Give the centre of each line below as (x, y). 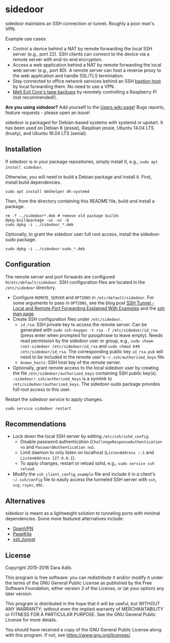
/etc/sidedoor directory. (31, 287)
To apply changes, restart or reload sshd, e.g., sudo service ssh (87, 463)
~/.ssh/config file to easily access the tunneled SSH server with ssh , (84, 480)
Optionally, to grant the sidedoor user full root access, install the (72, 234)
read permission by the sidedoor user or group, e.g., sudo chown (87, 341)
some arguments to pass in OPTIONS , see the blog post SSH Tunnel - (83, 303)
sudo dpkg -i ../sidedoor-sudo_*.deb (45, 249)
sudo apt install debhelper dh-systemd (47, 191)
